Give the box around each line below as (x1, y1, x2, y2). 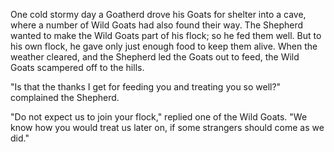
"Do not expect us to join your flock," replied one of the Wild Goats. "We (10, 111, 308, 123)
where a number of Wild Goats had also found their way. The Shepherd (10, 19, 304, 31)
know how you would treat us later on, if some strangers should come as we (10, 122, 325, 133)
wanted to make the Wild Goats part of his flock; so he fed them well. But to (10, 30, 322, 41)
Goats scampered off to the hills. (10, 62, 145, 73)
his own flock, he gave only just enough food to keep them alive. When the (10, 40, 318, 52)
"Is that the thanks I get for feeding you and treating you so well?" (10, 81, 282, 93)
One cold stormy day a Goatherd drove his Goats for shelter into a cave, (10, 9, 307, 20)
